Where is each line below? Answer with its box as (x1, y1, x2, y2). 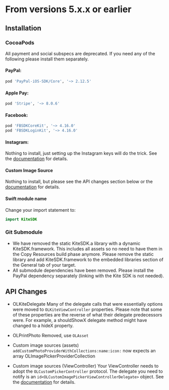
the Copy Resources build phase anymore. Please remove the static (12, 251, 154, 257)
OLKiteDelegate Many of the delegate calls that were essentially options (12, 301, 163, 307)
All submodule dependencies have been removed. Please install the (12, 267, 154, 273)
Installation (5, 24, 41, 32)
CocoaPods (5, 39, 34, 46)
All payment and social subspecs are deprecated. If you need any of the (5, 50, 155, 56)
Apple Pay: (5, 90, 29, 96)
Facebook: (5, 112, 28, 118)
